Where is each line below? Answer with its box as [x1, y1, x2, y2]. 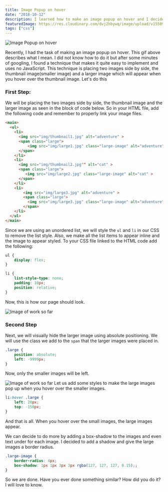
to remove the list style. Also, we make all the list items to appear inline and [5, 232, 160, 238]
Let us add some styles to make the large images [54, 380, 155, 386]
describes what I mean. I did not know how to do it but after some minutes [5, 55, 158, 61]
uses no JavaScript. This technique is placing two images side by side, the [5, 66, 159, 72]
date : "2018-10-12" [5, 12, 46, 17]
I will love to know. [5, 482, 43, 488]
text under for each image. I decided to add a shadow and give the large [5, 438, 154, 444]
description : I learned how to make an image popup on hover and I [5, 17, 149, 22]
